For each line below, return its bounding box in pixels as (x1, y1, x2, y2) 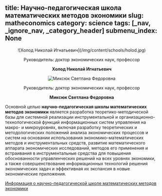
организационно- (119, 114, 156, 120)
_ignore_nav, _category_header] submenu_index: (5, 27, 157, 35)
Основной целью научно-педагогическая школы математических (5, 104, 147, 109)
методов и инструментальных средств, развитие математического (5, 140, 145, 145)
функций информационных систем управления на (42, 119, 146, 125)
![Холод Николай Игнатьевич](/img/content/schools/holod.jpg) (18, 47, 146, 53)
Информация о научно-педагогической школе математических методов (5, 180, 157, 186)
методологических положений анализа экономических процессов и (5, 129, 148, 135)
